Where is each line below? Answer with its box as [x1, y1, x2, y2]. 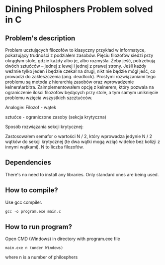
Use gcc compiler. [5, 199, 43, 205]
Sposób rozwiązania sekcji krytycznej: [5, 124, 83, 130]
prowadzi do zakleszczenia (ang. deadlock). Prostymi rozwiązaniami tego [5, 74, 156, 79]
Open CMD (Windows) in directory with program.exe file [5, 236, 120, 242]
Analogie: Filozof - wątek [5, 105, 56, 110]
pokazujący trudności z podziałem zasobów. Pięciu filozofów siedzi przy [5, 52, 154, 58]
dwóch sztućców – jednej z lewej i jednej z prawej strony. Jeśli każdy [5, 63, 147, 69]
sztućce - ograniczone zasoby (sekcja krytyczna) [5, 114, 107, 120]
